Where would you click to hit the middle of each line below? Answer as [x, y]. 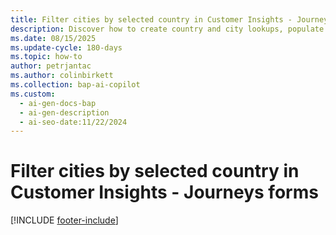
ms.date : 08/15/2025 [53, 38]
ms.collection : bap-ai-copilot [75, 85]
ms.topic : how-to [46, 57]
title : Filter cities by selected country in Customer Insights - [151, 19]
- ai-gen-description [64, 112]
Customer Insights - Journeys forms [164, 192]
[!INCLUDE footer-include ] [64, 220]
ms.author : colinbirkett [62, 76]
